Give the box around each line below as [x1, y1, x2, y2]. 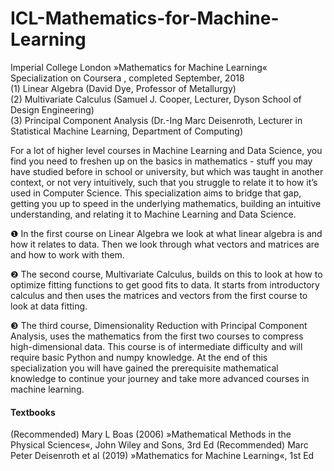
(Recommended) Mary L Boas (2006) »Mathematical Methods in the [10, 428, 292, 441]
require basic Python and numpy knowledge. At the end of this [10, 351, 268, 363]
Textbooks [10, 406, 56, 418]
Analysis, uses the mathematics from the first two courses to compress [10, 330, 304, 342]
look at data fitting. [10, 300, 88, 312]
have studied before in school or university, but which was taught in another [10, 165, 324, 177]
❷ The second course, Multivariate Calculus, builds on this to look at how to [10, 268, 323, 280]
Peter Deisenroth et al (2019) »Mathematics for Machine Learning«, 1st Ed [10, 450, 315, 462]
